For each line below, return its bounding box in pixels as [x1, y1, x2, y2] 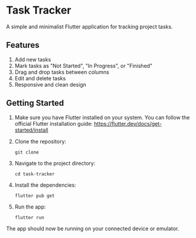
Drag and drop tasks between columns [14, 69, 109, 76]
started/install [14, 126, 48, 133]
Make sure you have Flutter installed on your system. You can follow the [14, 113, 190, 121]
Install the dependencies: [14, 181, 77, 188]
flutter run [14, 214, 44, 220]
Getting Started [6, 98, 64, 108]
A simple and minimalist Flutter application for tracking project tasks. [6, 23, 173, 30]
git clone [14, 149, 40, 155]
